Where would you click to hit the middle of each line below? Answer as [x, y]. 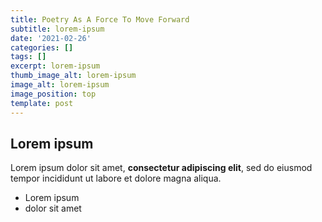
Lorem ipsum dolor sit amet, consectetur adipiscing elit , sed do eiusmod [161, 168]
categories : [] [42, 47]
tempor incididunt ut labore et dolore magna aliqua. [116, 178]
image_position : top [53, 94]
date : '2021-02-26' [51, 38]
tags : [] [28, 57]
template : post [42, 103]
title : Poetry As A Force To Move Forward [100, 19]
